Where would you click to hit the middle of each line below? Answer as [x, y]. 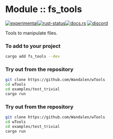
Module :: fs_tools [44, 9]
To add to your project [33, 46]
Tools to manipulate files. [31, 33]
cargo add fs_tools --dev [32, 56]
